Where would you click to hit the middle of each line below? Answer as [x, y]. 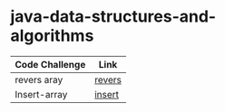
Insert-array [41, 94]
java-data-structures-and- [113, 17]
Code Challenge [50, 64]
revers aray [39, 79]
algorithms [52, 36]
